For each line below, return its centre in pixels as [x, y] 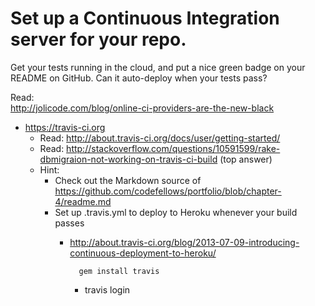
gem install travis [119, 271]
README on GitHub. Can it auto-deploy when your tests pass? [139, 78]
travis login [107, 289]
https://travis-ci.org [65, 127]
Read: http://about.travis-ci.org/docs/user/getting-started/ [160, 138]
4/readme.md [83, 201]
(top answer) [246, 159]
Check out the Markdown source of [128, 180]
